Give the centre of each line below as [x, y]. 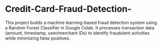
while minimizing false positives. [38, 38]
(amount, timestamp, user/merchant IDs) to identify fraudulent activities [77, 33]
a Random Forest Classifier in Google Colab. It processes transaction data [80, 27]
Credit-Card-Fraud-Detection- [68, 9]
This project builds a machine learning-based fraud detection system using [81, 23]
